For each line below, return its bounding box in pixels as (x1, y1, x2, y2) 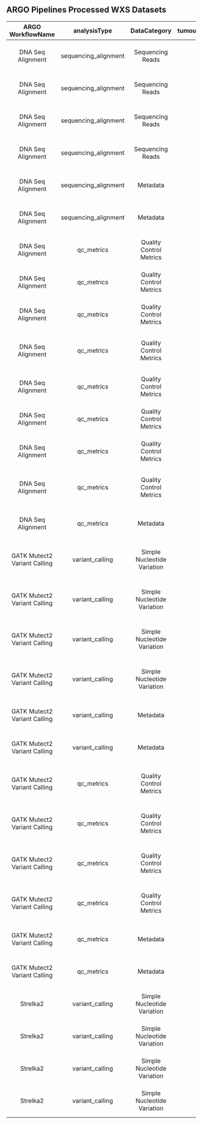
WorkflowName (9, 30, 55, 38)
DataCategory (130, 26, 172, 35)
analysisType (73, 26, 112, 35)
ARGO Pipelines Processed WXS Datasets (6, 5, 167, 15)
